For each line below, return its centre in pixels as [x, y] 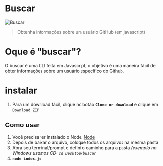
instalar [21, 91]
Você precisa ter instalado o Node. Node [54, 137]
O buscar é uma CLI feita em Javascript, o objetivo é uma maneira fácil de [80, 65]
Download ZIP [26, 110]
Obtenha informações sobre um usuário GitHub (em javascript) [81, 32]
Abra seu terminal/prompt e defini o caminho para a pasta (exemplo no [84, 147]
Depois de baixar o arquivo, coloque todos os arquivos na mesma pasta [85, 142]
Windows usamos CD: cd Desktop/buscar [54, 153]
